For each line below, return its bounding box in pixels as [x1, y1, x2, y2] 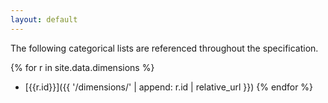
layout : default [10, 14, 78, 25]
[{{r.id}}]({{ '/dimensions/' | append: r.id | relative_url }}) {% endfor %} [24, 81, 314, 93]
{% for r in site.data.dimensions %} [10, 61, 155, 73]
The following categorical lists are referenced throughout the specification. [10, 42, 319, 54]
